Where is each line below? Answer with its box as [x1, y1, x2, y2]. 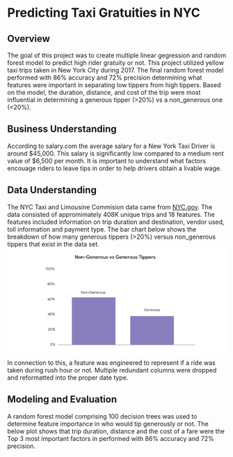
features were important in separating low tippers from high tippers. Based [7, 81, 221, 89]
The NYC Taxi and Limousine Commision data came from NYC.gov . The [7, 202, 213, 211]
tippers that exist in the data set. [7, 239, 99, 248]
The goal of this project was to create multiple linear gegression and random [7, 51, 227, 59]
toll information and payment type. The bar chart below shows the [7, 225, 197, 233]
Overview [7, 33, 51, 45]
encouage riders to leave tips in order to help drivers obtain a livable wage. [7, 164, 222, 172]
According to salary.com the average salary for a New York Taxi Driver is [7, 142, 216, 150]
